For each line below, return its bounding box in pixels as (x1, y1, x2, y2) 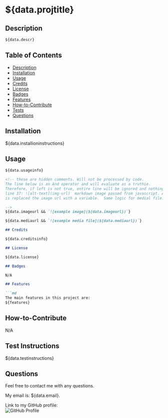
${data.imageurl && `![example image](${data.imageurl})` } (5, 210, 131, 215)
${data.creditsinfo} (5, 237, 48, 242)
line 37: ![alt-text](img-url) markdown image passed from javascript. (5, 191, 160, 196)
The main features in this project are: (5, 295, 91, 301)
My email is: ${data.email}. (5, 392, 60, 398)
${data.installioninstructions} (5, 140, 65, 146)
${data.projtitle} (5, 4, 74, 16)
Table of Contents (5, 51, 62, 60)
